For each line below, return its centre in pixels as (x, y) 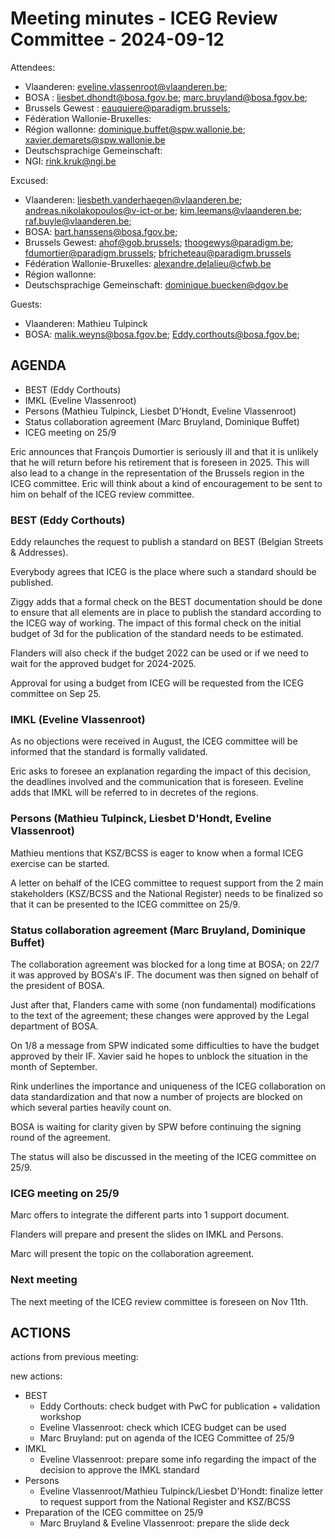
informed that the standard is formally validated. (109, 752)
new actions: (36, 1376)
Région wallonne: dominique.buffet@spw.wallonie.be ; (135, 129)
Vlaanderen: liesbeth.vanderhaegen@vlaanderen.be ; (133, 199)
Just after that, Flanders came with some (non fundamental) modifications (163, 1004)
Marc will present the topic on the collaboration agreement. (132, 1254)
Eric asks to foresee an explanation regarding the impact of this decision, (161, 771)
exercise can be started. (60, 863)
